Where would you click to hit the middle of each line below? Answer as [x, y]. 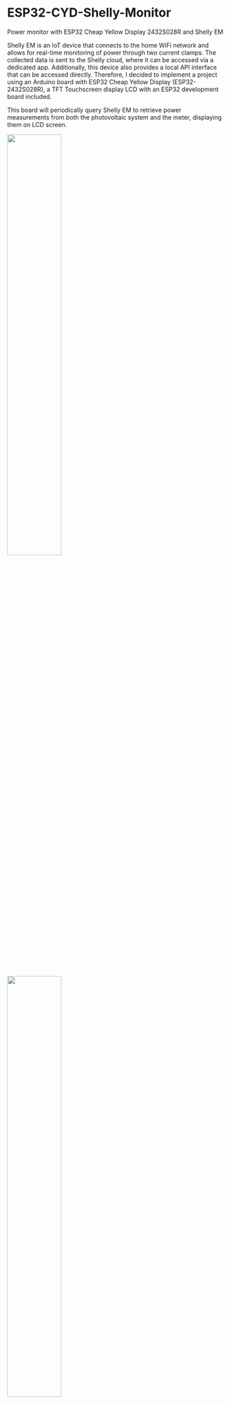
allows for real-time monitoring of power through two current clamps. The [112, 52]
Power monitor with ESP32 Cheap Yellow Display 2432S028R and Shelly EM [115, 32]
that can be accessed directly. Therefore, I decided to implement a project [112, 75]
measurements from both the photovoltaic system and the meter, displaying [115, 117]
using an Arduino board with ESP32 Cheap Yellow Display [89, 81]
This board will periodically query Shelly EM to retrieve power [94, 110]
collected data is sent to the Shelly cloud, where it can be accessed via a [111, 59]
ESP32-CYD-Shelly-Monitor [89, 13]
